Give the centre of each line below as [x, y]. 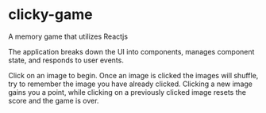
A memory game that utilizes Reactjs [68, 36]
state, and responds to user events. [66, 60]
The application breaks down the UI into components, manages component [131, 51]
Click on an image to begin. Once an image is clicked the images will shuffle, [133, 75]
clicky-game [50, 15]
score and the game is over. [54, 100]
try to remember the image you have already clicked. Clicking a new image [130, 84]
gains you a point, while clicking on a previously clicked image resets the [127, 92]
